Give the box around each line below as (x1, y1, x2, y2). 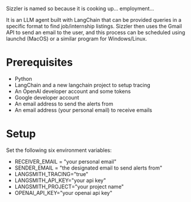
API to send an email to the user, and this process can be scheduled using (6, 29, 186, 36)
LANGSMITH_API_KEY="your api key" (14, 177, 106, 184)
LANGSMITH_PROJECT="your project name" (14, 183, 125, 190)
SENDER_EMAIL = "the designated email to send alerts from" (14, 164, 163, 171)
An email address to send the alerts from (14, 100, 113, 107)
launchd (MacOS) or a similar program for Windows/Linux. (6, 35, 148, 42)
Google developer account (14, 94, 79, 101)
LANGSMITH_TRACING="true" (14, 170, 89, 177)
